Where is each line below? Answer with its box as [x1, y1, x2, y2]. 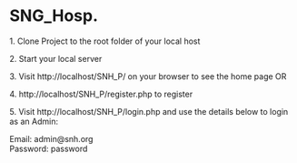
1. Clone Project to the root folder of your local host [9, 36, 201, 46]
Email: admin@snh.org [9, 133, 94, 144]
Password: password [9, 143, 88, 154]
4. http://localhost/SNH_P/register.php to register [9, 88, 193, 99]
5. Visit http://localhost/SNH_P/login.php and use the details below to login [9, 106, 289, 117]
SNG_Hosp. [9, 5, 98, 26]
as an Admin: [9, 116, 59, 127]
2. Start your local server [9, 53, 103, 64]
